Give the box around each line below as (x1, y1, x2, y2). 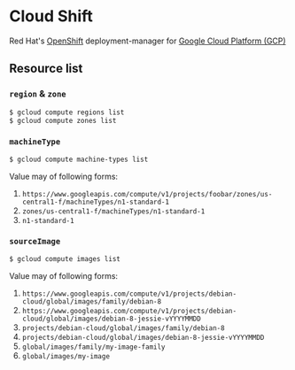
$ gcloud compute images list (9, 254, 121, 263)
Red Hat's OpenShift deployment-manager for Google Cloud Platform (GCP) (9, 35, 286, 46)
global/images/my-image (21, 351, 111, 360)
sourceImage (9, 236, 61, 247)
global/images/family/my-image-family (21, 343, 166, 351)
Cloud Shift (9, 6, 93, 27)
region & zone (9, 88, 66, 100)
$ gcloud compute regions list (9, 108, 125, 117)
